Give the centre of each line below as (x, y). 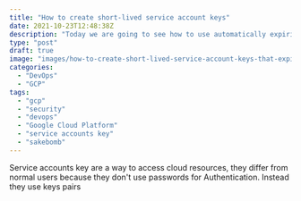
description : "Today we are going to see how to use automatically (138, 34)
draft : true (31, 51)
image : (21, 59)
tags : (19, 92)
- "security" (42, 109)
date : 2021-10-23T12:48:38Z (62, 26)
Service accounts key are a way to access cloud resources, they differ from (149, 167)
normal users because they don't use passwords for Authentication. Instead (149, 177)
